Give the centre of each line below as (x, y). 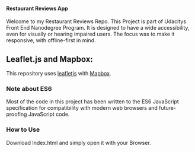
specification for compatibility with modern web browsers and (82, 108)
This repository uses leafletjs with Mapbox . (59, 74)
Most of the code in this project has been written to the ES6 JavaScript (92, 102)
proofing (17, 114)
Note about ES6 (29, 88)
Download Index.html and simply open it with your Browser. (79, 142)
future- (168, 108)
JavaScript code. (49, 114)
